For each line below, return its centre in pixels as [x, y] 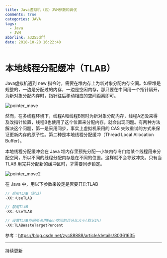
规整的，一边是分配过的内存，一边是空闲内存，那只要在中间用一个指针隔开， [83, 89]
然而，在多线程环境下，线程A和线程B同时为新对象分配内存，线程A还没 [77, 116]
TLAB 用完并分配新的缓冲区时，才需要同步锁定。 [55, 164]
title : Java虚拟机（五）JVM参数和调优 [41, 10]
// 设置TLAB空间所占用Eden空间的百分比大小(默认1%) [53, 221]
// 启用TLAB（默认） [24, 193]
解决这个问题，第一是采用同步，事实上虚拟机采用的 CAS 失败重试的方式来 [81, 128]
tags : [11, 24]
